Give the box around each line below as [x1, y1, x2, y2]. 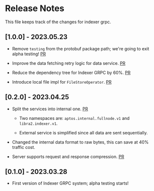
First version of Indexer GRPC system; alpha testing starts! [12, 180, 129, 186]
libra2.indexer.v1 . [19, 120, 58, 126]
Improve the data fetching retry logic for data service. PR [12, 60, 126, 66]
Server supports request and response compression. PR [12, 153, 124, 160]
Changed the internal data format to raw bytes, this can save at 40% [12, 139, 149, 145]
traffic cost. [12, 144, 35, 150]
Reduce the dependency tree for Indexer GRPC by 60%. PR [12, 70, 131, 75]
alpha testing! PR [12, 51, 46, 57]
